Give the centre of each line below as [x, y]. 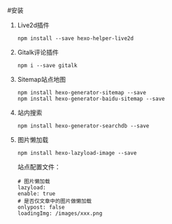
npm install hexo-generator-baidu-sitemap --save [91, 99]
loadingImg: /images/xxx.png [60, 213]
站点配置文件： [39, 167]
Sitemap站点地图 [42, 79]
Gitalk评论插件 [38, 52]
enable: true [36, 194]
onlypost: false [41, 207]
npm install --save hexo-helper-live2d [76, 38]
